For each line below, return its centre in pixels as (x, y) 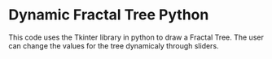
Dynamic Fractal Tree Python (109, 15)
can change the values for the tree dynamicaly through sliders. (114, 45)
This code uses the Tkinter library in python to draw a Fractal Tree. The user (136, 37)
